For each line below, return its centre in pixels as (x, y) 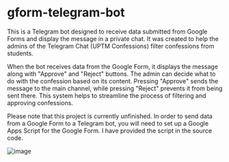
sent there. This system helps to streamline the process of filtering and (107, 95)
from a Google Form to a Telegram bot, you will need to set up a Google (108, 123)
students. (21, 53)
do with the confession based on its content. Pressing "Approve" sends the (113, 81)
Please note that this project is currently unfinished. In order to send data (110, 116)
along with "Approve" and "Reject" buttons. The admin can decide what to (111, 74)
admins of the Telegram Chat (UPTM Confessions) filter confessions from (111, 46)
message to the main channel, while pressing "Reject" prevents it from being (115, 88)
